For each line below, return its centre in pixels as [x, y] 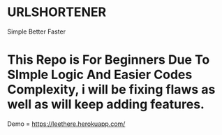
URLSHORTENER [57, 12]
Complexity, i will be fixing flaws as [111, 90]
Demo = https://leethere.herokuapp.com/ [66, 124]
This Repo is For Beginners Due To [109, 60]
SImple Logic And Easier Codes [100, 75]
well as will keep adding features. [106, 105]
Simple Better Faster [37, 31]
